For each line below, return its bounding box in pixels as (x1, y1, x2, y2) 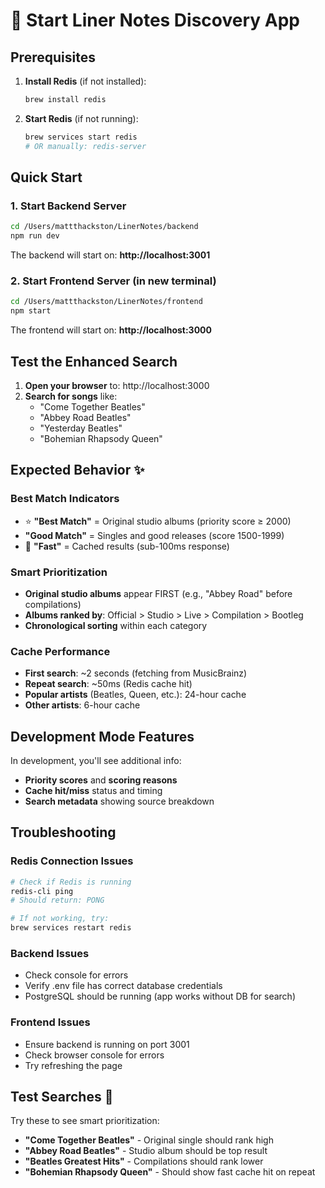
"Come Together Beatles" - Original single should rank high (24, 1134, 274, 1146)
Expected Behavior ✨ (10, 462, 145, 479)
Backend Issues (10, 947, 90, 960)
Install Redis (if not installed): (24, 75, 147, 87)
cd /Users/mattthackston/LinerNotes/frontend (10, 297, 203, 307)
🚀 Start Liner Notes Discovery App (10, 9, 300, 32)
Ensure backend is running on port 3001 (24, 1038, 190, 1050)
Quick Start (10, 169, 83, 186)
